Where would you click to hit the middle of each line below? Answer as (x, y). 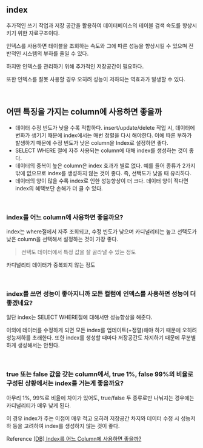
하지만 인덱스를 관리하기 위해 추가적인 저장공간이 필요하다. (75, 66)
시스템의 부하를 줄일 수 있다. (55, 53)
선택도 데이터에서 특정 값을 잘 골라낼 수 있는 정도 (78, 252)
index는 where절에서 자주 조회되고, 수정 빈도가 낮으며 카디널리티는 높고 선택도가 (101, 231)
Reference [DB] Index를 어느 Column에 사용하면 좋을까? (74, 438)
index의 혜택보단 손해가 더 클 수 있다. (59, 188)
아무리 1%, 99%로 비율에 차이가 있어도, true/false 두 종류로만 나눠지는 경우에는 (100, 398)
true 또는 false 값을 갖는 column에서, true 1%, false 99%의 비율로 (100, 374)
